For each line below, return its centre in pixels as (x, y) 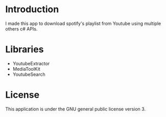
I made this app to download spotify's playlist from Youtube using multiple (83, 23)
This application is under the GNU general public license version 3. (76, 109)
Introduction (32, 9)
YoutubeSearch (29, 74)
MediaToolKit (27, 69)
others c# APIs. (21, 28)
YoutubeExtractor (31, 63)
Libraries (25, 50)
